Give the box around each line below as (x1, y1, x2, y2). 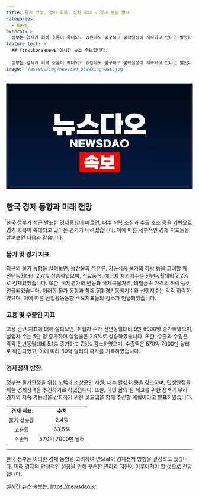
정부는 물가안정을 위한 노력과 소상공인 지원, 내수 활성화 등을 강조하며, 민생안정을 (6, 378, 191, 386)
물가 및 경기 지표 (6, 250, 50, 258)
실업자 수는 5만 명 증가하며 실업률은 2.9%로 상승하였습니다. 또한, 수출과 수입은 (6, 333, 188, 340)
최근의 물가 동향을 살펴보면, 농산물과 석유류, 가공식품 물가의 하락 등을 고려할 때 (6, 265, 188, 272)
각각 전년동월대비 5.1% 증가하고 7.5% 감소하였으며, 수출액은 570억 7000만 (6, 340, 179, 347)
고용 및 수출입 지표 (6, 311, 56, 319)
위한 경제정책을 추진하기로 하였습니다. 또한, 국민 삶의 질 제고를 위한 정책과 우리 (6, 386, 188, 393)
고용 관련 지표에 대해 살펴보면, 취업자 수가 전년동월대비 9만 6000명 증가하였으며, (6, 325, 193, 332)
